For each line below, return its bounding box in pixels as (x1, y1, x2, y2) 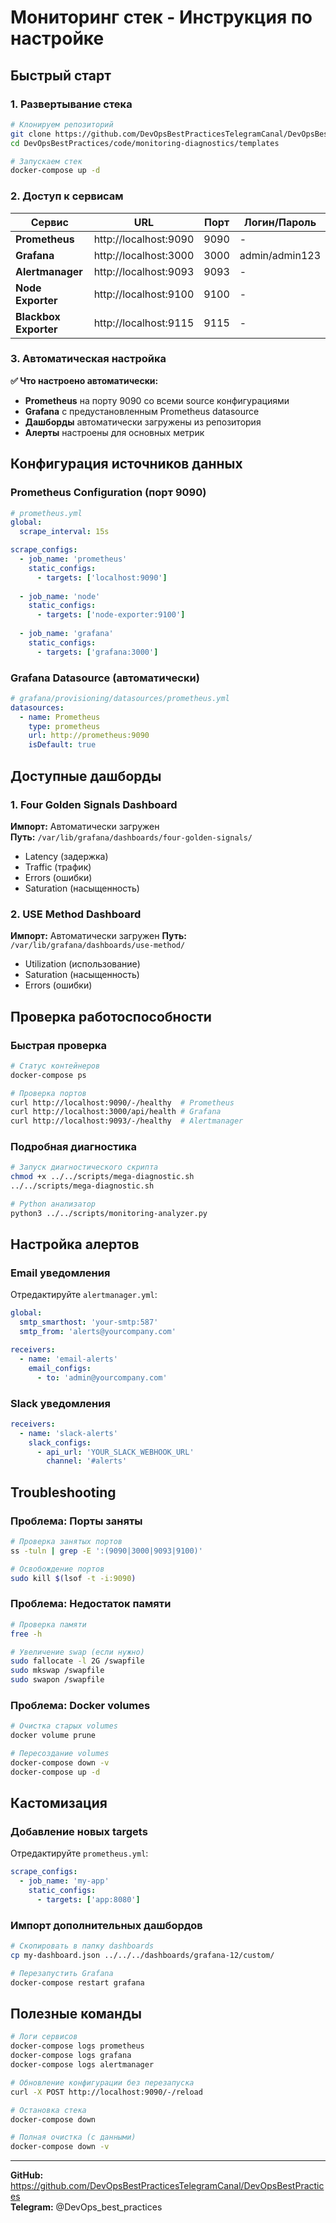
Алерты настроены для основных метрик (24, 426, 205, 438)
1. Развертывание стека (10, 97, 133, 111)
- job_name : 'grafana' (19, 629, 114, 639)
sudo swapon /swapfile (10, 1675, 105, 1685)
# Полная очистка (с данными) (10, 2132, 137, 2143)
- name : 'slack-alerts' (19, 1428, 118, 1438)
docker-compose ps (10, 1070, 87, 1080)
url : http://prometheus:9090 (28, 731, 150, 741)
